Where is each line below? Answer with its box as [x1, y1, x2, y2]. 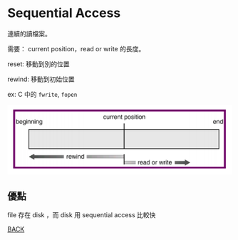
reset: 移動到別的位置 [7, 59, 70, 68]
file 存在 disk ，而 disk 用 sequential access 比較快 [7, 210, 156, 219]
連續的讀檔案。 [7, 29, 51, 38]
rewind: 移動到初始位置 [7, 75, 75, 83]
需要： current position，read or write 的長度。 [7, 44, 145, 53]
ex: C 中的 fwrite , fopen [7, 90, 78, 98]
